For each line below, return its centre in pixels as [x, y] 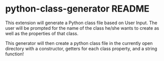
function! [15, 54]
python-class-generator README [77, 9]
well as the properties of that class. [42, 33]
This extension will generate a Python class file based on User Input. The [81, 23]
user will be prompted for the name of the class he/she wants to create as [82, 28]
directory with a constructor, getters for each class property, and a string [81, 48]
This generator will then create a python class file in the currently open [79, 43]
